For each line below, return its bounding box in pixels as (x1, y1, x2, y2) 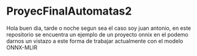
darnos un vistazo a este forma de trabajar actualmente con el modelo (6, 37, 184, 44)
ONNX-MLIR (6, 44, 38, 51)
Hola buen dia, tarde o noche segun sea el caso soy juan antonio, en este (6, 24, 191, 32)
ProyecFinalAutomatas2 (6, 4, 132, 18)
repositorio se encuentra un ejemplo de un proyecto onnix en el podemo (6, 30, 188, 38)
